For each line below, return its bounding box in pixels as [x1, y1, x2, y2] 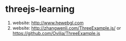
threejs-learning [5, 3, 75, 15]
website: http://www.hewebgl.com [12, 20, 84, 26]
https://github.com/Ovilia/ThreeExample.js [12, 30, 100, 36]
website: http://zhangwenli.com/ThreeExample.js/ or [12, 25, 121, 31]
